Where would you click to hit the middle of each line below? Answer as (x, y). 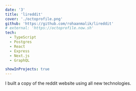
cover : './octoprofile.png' (34, 19)
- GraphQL (20, 60)
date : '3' (15, 10)
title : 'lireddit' (24, 14)
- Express (20, 51)
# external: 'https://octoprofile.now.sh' (49, 28)
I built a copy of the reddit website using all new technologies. (68, 83)
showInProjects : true (27, 69)
